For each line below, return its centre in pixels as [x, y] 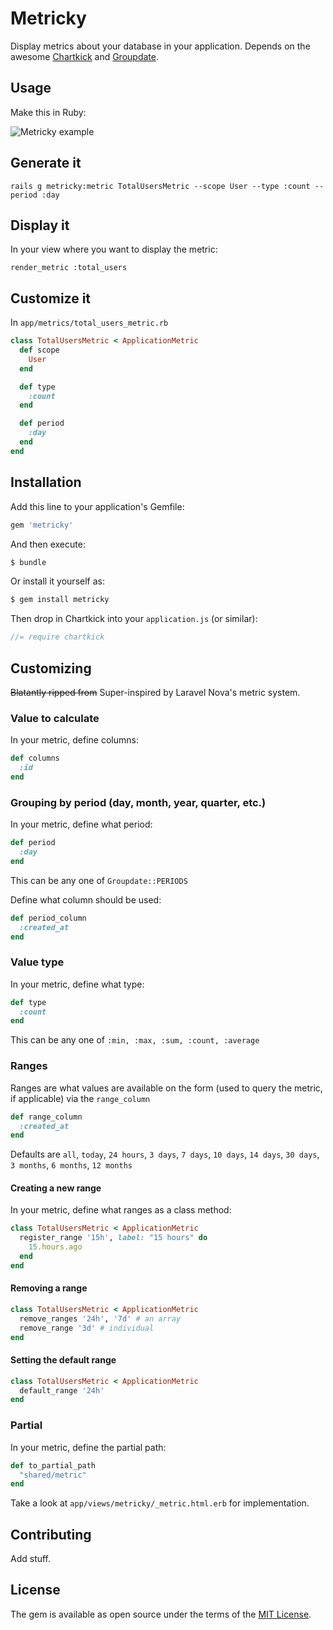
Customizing [51, 668]
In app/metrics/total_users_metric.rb [89, 323]
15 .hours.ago [55, 1247]
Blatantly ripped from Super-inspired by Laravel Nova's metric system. [155, 692]
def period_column [48, 918]
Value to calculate [55, 718]
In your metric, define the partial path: [88, 1447]
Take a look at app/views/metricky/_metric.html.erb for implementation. [160, 1503]
